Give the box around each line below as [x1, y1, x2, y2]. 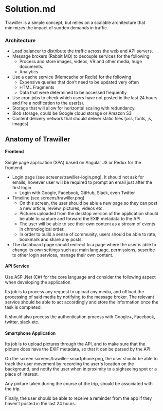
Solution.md [5, 3, 56, 15]
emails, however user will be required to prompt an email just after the [12, 179, 152, 185]
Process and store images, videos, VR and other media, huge [19, 59, 142, 65]
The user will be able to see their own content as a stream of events [19, 221, 156, 227]
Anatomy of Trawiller [5, 135, 71, 143]
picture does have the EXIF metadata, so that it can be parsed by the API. [5, 346, 152, 352]
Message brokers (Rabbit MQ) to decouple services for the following [12, 53, 150, 59]
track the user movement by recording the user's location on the [5, 361, 134, 367]
